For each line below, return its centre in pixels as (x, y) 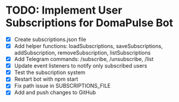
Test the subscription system (50, 72)
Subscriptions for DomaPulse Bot (89, 23)
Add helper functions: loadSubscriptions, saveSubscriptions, (88, 46)
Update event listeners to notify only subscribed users (81, 66)
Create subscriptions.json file (50, 39)
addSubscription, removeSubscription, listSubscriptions (82, 53)
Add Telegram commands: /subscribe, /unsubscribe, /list (84, 59)
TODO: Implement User (64, 10)
